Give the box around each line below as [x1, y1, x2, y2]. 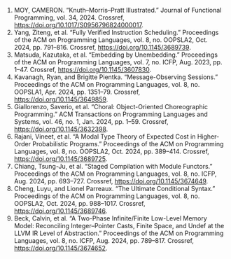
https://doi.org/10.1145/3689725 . [13, 155, 108, 163]
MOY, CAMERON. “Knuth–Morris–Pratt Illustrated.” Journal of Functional [13, 6, 222, 14]
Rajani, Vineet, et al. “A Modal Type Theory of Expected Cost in [13, 132, 196, 141]
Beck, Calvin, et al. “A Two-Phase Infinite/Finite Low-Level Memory [13, 214, 208, 223]
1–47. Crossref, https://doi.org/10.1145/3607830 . [13, 66, 152, 73]
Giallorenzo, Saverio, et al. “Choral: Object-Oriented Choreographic [13, 103, 209, 111]
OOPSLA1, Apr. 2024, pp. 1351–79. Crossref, [13, 87, 141, 96]
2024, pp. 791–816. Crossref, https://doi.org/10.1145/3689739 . [13, 43, 191, 51]
